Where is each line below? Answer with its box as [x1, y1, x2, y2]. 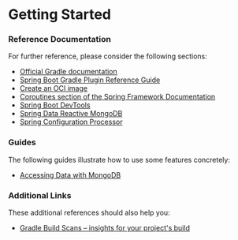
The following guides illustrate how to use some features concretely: [8, 155, 231, 164]
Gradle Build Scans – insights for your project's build [19, 223, 191, 233]
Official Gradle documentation [19, 67, 118, 77]
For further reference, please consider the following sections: [8, 51, 207, 61]
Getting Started [8, 6, 112, 24]
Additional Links [8, 189, 72, 201]
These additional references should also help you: [8, 208, 171, 218]
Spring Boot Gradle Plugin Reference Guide [19, 75, 161, 84]
